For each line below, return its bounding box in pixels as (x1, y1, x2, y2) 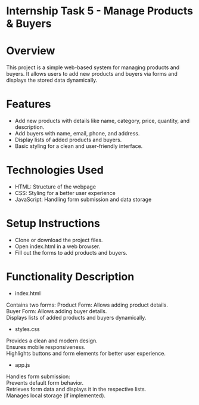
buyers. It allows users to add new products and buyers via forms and (6, 70, 178, 78)
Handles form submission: (6, 373, 70, 380)
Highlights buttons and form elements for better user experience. (6, 350, 166, 357)
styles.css (14, 325, 40, 332)
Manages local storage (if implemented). (6, 392, 106, 399)
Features (6, 97, 51, 111)
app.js (14, 361, 30, 368)
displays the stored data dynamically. (6, 76, 98, 84)
